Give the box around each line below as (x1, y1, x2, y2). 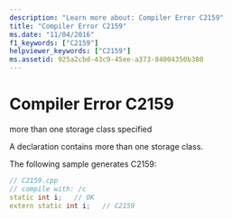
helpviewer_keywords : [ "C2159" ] (9, 47, 131, 56)
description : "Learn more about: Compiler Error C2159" (9, 13, 224, 23)
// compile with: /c (9, 184, 88, 194)
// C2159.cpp (9, 176, 59, 185)
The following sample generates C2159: (9, 159, 157, 169)
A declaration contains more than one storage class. (9, 141, 204, 151)
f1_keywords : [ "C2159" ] (9, 38, 99, 48)
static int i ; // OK (9, 193, 95, 202)
